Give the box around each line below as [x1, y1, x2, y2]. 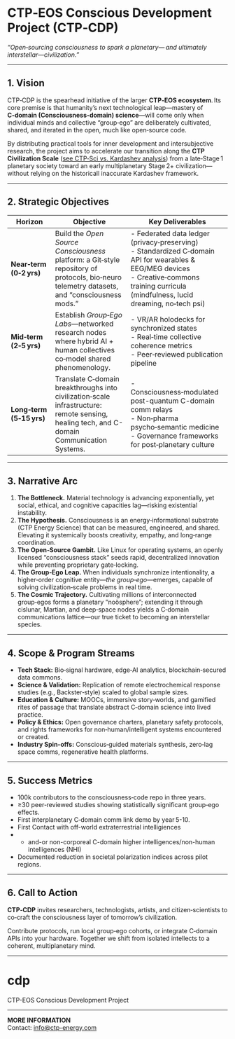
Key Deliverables [148, 216, 206, 226]
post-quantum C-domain [130, 396, 215, 406]
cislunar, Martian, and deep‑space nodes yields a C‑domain [17, 605, 190, 614]
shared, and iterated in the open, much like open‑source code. [7, 125, 187, 134]
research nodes [55, 327, 107, 337]
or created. [17, 733, 50, 741]
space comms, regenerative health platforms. [17, 748, 149, 756]
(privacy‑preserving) [130, 237, 199, 247]
